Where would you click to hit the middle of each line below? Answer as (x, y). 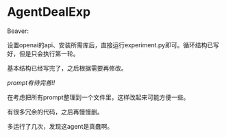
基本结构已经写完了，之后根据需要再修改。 (67, 68)
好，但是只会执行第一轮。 (43, 53)
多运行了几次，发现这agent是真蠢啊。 (60, 126)
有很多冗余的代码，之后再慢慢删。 (55, 112)
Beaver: (18, 31)
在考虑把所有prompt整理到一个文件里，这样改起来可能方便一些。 (98, 97)
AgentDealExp (49, 12)
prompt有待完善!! (31, 82)
